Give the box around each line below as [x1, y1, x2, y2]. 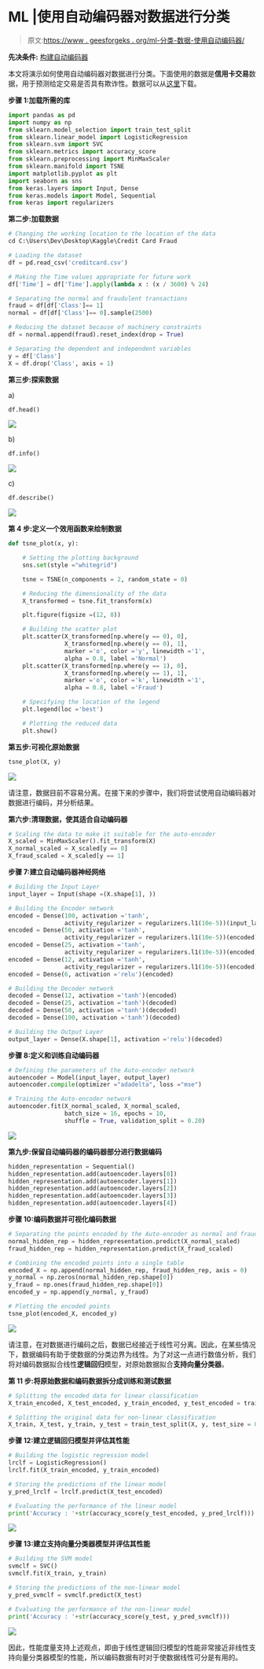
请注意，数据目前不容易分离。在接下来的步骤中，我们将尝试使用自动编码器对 [8, 788, 256, 797]
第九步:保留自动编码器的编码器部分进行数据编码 [8, 1147, 163, 1156]
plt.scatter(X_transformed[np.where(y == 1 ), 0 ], [22, 662, 189, 670]
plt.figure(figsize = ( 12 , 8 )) [22, 611, 122, 619]
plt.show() [22, 726, 58, 735]
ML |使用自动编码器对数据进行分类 [8, 8, 230, 26]
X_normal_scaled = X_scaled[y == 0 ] [8, 844, 128, 853]
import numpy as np [8, 118, 72, 127]
